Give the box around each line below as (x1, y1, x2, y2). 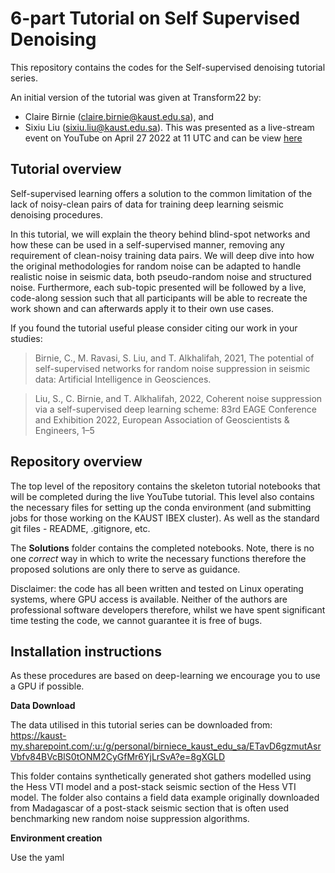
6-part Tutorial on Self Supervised (10, 7, 301, 30)
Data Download (10, 700, 76, 712)
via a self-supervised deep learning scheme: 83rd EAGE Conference (34, 403, 317, 415)
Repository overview (10, 453, 143, 471)
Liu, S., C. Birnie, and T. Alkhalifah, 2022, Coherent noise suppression (34, 392, 323, 404)
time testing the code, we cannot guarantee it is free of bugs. (10, 614, 263, 626)
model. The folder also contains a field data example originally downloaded (10, 792, 320, 804)
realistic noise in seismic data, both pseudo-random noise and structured (10, 270, 312, 282)
